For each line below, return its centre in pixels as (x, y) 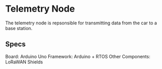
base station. (19, 28)
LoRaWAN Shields (24, 62)
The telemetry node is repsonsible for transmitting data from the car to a (81, 23)
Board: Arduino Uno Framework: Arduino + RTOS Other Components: (78, 56)
